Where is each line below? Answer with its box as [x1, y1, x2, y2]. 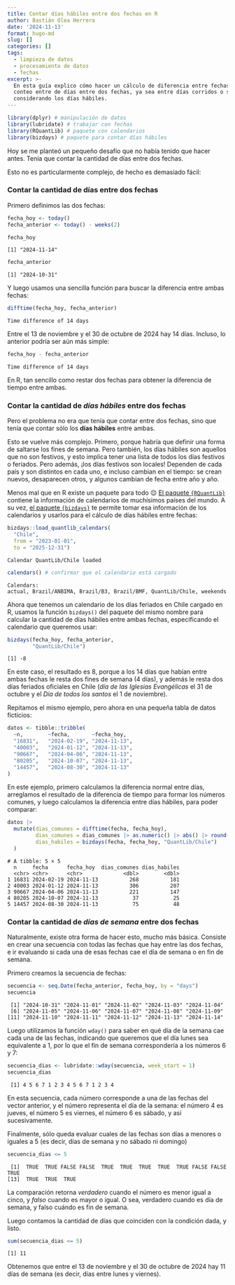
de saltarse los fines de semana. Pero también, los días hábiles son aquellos [7, 445, 227, 453]
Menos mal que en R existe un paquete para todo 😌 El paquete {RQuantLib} [7, 488, 226, 497]
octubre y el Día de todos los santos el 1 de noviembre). [7, 690, 168, 698]
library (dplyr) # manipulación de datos [7, 114, 127, 121]
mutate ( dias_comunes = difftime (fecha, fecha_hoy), [13, 825, 168, 832]
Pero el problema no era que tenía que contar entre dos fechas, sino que [7, 417, 217, 425]
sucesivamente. [7, 1116, 53, 1124]
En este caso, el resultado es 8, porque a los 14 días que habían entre [7, 667, 208, 676]
